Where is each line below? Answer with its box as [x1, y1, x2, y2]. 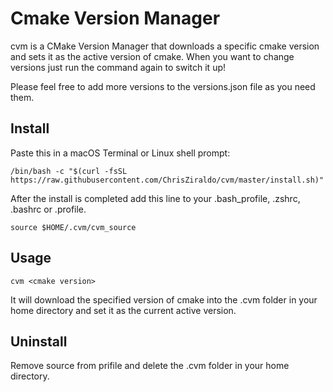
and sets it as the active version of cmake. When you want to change [10, 50, 295, 62]
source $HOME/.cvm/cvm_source [10, 222, 137, 232]
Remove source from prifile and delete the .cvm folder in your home [10, 360, 290, 372]
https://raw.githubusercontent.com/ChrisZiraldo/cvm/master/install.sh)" [10, 175, 325, 185]
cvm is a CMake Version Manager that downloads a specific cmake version [10, 40, 320, 52]
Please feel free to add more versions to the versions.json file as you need [10, 80, 316, 92]
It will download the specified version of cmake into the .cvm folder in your [10, 293, 318, 306]
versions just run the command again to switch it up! [10, 61, 227, 73]
